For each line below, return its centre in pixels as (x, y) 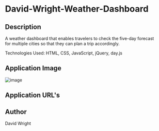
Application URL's (32, 95)
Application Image (33, 68)
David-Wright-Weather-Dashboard (77, 9)
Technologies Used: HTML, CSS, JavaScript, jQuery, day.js (64, 53)
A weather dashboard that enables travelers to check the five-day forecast (79, 38)
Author (16, 112)
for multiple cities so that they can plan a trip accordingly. (62, 44)
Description (23, 27)
